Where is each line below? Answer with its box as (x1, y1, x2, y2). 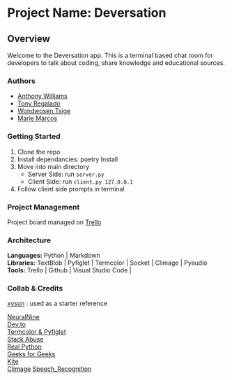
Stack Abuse (7, 335, 44, 344)
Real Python (7, 342, 42, 351)
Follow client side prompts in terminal (17, 184, 125, 193)
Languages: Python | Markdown (7, 251, 100, 260)
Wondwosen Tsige (17, 107, 71, 115)
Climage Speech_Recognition (7, 365, 92, 373)
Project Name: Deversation (7, 5, 167, 21)
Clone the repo (17, 147, 61, 156)
